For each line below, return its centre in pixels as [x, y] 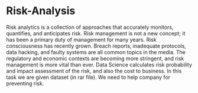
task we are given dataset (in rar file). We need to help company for [88, 77]
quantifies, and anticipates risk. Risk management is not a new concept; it [96, 33]
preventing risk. [25, 83]
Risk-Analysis [41, 11]
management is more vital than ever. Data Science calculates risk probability [99, 64]
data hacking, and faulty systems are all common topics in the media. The [96, 52]
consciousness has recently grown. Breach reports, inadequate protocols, [96, 46]
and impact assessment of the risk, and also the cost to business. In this [94, 71]
